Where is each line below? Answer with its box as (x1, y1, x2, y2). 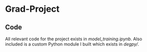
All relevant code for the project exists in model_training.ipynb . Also (5, 36, 142, 42)
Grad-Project (5, 3, 60, 15)
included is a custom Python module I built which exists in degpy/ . (5, 41, 140, 47)
